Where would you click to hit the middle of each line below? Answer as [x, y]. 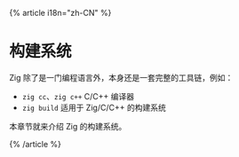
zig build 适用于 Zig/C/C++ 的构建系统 [94, 107]
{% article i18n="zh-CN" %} [60, 13]
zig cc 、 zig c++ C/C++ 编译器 [78, 96]
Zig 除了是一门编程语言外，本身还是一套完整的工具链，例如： [121, 77]
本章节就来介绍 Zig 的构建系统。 [68, 126]
